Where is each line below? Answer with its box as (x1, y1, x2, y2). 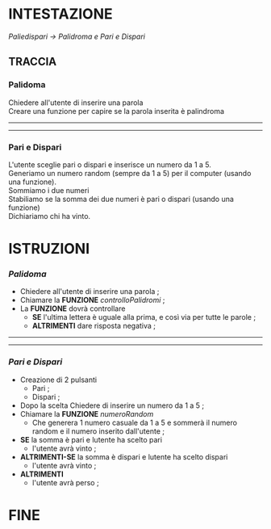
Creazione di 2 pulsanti (19, 375, 98, 384)
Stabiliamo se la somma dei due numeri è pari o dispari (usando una (8, 194, 234, 204)
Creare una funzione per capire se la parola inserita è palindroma (8, 106, 224, 115)
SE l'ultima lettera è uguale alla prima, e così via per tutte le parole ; (31, 313, 256, 322)
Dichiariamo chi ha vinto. (8, 211, 91, 220)
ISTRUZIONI (8, 240, 90, 258)
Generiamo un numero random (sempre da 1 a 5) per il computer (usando (8, 168, 252, 178)
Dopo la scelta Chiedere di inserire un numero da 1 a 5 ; (19, 401, 205, 410)
